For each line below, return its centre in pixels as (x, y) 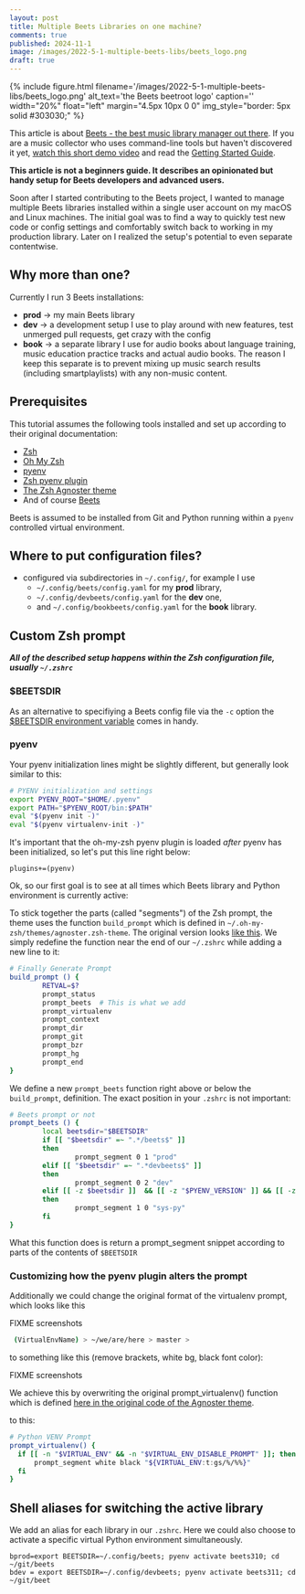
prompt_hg (61, 1053)
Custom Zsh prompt (68, 636)
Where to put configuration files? (106, 556)
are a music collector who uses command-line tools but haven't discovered (151, 143)
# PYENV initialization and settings (81, 791)
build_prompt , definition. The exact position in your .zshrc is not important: (150, 1098)
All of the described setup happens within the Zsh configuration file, (142, 658)
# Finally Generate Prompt (61, 969)
